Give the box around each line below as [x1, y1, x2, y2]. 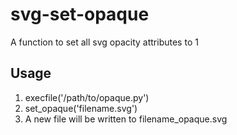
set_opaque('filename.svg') [24, 102, 138, 114]
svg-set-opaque [10, 3, 150, 26]
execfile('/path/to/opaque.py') [24, 91, 150, 103]
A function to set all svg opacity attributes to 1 [10, 36, 199, 48]
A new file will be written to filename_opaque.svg [24, 113, 228, 125]
